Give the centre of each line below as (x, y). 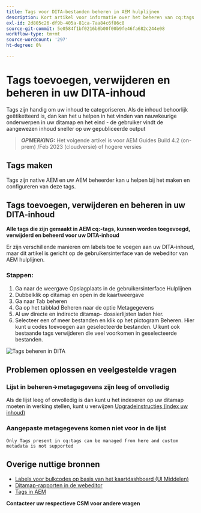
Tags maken (29, 166)
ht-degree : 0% (24, 46)
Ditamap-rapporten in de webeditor (59, 485)
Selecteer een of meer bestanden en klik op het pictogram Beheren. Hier (105, 320)
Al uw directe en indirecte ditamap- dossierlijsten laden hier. (89, 314)
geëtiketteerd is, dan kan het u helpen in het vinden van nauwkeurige (91, 116)
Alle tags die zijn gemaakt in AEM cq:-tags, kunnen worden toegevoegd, (98, 229)
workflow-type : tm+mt (33, 34)
